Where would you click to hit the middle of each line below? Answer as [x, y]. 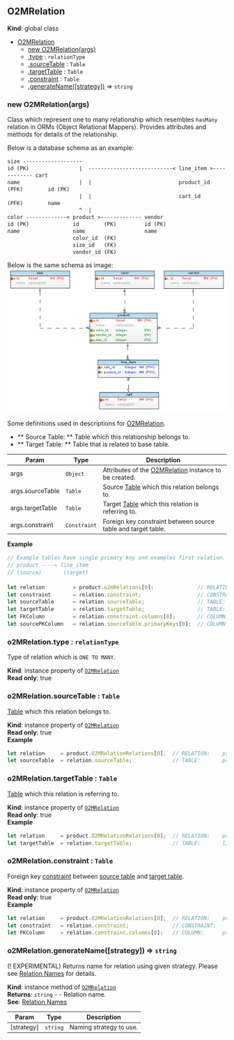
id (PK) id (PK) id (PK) [87, 225]
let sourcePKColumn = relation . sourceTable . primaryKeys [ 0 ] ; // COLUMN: [118, 624]
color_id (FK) [95, 239]
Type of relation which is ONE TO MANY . [62, 657]
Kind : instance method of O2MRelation [62, 987]
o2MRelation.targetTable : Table [62, 778]
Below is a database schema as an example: [71, 148]
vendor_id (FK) [95, 253]
